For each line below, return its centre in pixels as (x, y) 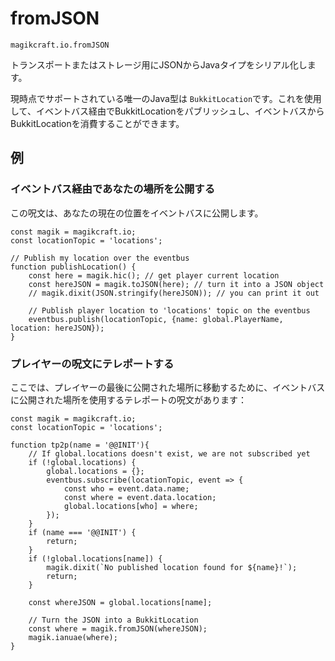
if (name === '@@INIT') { (82, 532)
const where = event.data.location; (140, 497)
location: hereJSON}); (57, 328)
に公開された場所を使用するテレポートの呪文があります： (128, 399)
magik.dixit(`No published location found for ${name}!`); (172, 567)
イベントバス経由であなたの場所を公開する (113, 189)
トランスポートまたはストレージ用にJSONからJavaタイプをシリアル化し (159, 64)
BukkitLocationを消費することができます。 (97, 123)
